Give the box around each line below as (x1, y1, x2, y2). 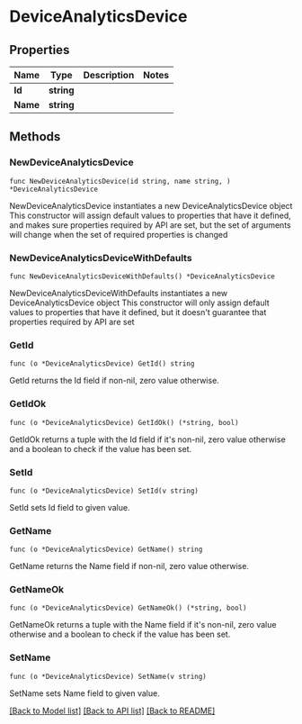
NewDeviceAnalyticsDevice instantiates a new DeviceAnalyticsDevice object (9, 200, 293, 211)
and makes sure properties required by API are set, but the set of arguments (9, 219, 291, 231)
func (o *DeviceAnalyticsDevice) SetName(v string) (9, 672, 207, 681)
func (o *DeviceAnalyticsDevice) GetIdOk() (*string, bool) (9, 418, 240, 427)
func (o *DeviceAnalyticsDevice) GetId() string (9, 359, 195, 368)
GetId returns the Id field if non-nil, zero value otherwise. (9, 376, 220, 386)
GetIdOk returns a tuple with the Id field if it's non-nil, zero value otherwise (9, 434, 286, 445)
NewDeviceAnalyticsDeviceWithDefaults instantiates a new (9, 287, 228, 298)
